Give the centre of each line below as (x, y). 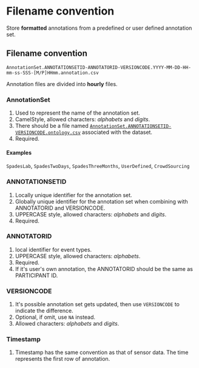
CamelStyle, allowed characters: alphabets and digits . (83, 119)
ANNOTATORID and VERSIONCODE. (60, 208)
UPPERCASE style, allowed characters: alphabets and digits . (91, 214)
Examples (19, 152)
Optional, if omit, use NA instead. (55, 317)
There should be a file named (52, 126)
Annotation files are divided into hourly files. (62, 84)
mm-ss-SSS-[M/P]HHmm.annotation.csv (52, 73)
